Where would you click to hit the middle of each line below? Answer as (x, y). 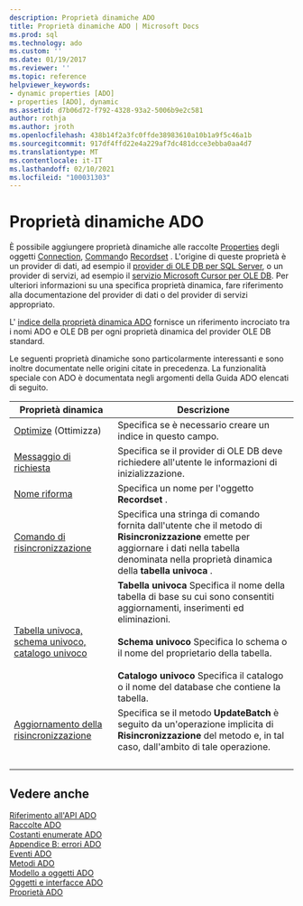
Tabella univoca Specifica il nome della (202, 585)
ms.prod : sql (34, 34)
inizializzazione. (151, 473)
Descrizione (203, 410)
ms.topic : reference (48, 77)
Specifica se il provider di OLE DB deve (200, 451)
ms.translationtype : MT (54, 152)
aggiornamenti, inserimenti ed (181, 608)
